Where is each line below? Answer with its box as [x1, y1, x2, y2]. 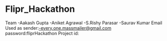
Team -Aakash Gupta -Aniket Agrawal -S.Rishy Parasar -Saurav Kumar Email [5, 20, 163, 26]
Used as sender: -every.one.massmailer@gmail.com [5, 25, 112, 31]
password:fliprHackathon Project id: [5, 30, 79, 36]
